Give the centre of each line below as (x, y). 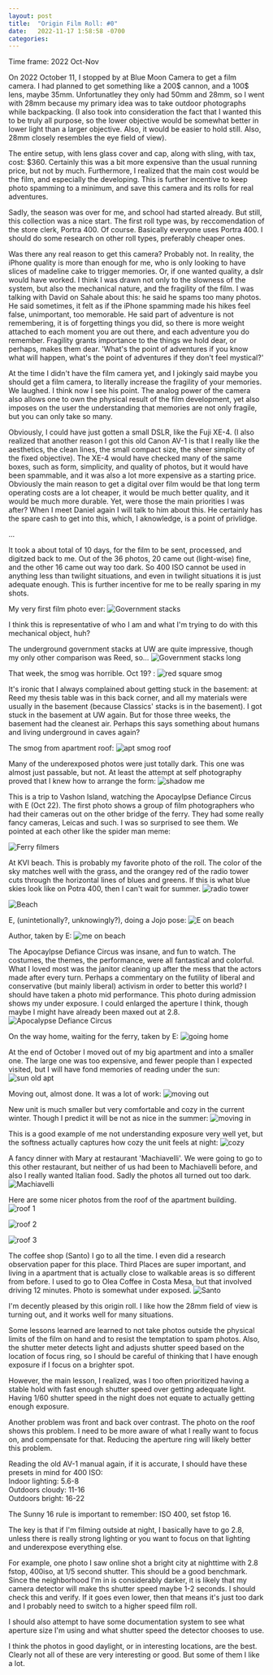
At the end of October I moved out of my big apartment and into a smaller (131, 1052)
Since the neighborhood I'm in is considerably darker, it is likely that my (128, 1580)
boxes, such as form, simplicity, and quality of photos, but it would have (128, 467)
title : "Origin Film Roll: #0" (63, 24)
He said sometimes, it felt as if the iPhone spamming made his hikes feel (130, 306)
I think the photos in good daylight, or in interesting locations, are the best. (133, 1647)
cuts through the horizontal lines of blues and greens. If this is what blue (129, 880)
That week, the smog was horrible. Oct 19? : (82, 673)
